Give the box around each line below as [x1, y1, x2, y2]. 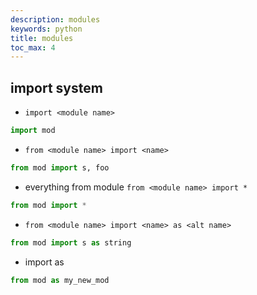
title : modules [10, 33, 74, 43]
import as [24, 256, 65, 268]
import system [10, 79, 103, 96]
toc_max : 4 [10, 42, 56, 53]
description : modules [10, 14, 101, 25]
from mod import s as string [10, 237, 132, 248]
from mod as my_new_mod [10, 275, 110, 285]
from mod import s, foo [10, 162, 110, 173]
